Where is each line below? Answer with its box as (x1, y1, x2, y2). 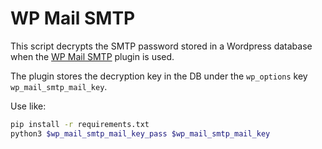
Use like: (10, 100, 47, 112)
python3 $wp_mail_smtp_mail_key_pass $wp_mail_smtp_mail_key (10, 128, 271, 139)
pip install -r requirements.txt (10, 119, 150, 129)
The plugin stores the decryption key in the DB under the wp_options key (10, 70, 308, 82)
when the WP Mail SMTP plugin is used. (10, 50, 175, 62)
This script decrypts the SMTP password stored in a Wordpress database (10, 40, 313, 52)
